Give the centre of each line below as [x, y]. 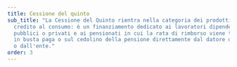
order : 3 [20, 53]
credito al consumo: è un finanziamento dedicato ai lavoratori [110, 27]
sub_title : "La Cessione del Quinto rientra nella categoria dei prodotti [120, 20]
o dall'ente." [34, 46]
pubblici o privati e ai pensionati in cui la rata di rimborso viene [120, 33]
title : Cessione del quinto [49, 14]
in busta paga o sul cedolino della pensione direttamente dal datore [120, 40]
